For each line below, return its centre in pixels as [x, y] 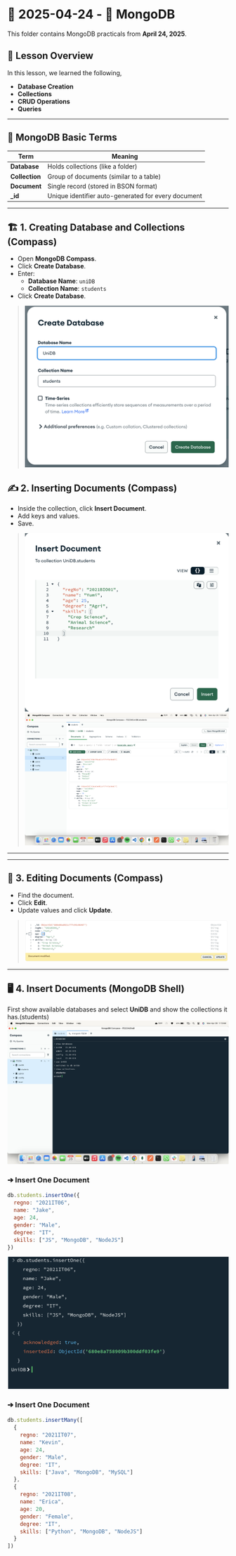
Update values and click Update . [65, 910]
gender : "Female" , [47, 1517]
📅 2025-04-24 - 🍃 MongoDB [91, 14]
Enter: [26, 274]
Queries [29, 109]
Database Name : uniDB [61, 281]
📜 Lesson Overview [50, 56]
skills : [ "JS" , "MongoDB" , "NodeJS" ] [69, 1240]
